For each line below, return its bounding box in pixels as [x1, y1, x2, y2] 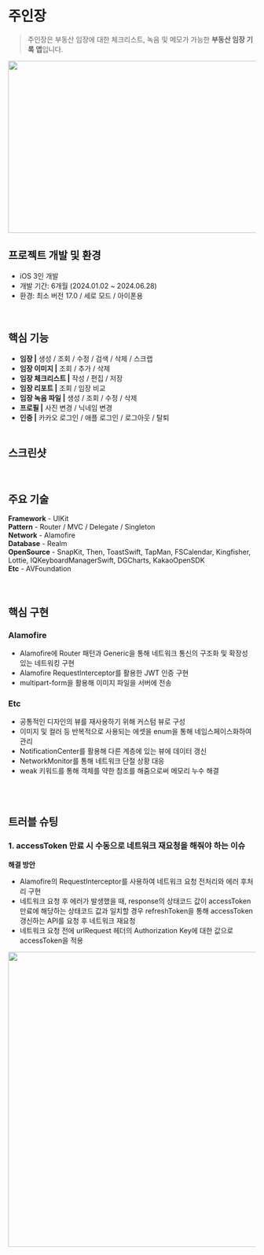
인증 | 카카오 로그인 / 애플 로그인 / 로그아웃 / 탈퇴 [19, 412, 170, 422]
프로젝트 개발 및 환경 [8, 249, 101, 262]
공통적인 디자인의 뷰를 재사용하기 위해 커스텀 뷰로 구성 [19, 717, 186, 726]
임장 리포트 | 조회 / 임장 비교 [19, 383, 106, 393]
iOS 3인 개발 [19, 271, 59, 280]
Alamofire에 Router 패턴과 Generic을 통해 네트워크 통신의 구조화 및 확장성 [19, 648, 249, 658]
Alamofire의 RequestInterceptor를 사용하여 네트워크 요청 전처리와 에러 [19, 877, 240, 886]
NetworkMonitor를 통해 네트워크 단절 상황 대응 [19, 756, 165, 766]
